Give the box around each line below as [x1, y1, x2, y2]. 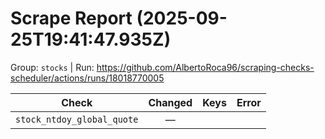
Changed [148, 95, 193, 109]
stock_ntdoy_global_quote [15, 113, 139, 125]
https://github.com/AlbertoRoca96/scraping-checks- [96, 61, 315, 73]
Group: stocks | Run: [10, 61, 95, 73]
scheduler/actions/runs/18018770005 [10, 72, 165, 84]
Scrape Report [10, 7, 133, 30]
